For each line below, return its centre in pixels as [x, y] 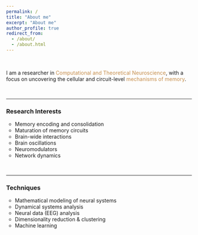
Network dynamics [37, 156]
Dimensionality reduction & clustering [60, 220]
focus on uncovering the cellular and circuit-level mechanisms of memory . [96, 79]
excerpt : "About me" [32, 22]
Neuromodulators [36, 149]
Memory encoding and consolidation [59, 124]
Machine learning [36, 226]
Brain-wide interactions [43, 137]
